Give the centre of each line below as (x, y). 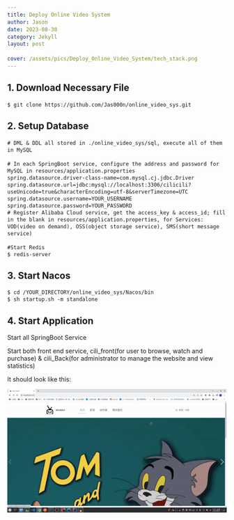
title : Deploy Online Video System (59, 15)
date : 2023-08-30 (32, 29)
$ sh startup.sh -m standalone (53, 299)
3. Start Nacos (39, 275)
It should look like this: (39, 379)
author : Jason (28, 22)
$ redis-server (29, 254)
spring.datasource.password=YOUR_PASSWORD (70, 205)
